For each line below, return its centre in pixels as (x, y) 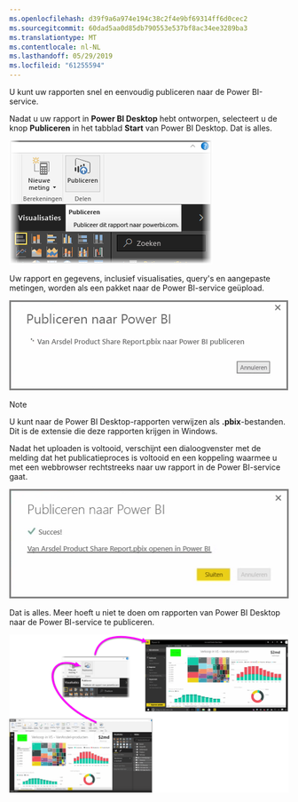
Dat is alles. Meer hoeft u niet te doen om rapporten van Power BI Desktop (145, 612)
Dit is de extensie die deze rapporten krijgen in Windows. (114, 431)
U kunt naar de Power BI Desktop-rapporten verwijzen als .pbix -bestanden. (148, 421)
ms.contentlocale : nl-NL (55, 47)
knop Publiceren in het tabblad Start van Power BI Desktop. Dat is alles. (141, 128)
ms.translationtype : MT (53, 37)
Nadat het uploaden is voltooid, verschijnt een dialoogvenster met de (135, 448)
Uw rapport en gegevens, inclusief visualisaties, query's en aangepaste (140, 278)
